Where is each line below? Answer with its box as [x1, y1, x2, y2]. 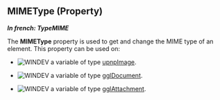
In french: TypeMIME [7, 23, 69, 32]
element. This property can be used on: [7, 44, 120, 52]
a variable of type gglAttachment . [51, 84, 146, 92]
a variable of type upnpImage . [51, 58, 137, 66]
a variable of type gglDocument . [51, 71, 143, 79]
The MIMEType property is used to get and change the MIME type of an [7, 37, 214, 46]
